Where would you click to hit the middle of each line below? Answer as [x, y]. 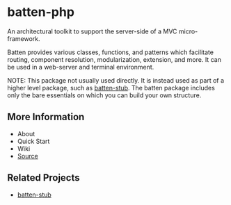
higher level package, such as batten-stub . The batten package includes [111, 88]
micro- [188, 31]
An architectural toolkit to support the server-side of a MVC [92, 31]
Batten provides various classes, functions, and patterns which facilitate [111, 52]
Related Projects [43, 178]
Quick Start [33, 141]
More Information [46, 117]
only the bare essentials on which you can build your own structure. [104, 95]
